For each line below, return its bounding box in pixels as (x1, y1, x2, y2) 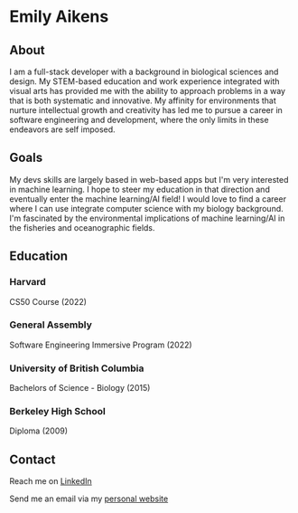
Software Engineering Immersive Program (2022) (9, 339, 192, 350)
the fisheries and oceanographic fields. (9, 222, 155, 233)
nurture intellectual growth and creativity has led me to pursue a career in (9, 105, 283, 115)
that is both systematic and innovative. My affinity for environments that (9, 95, 277, 106)
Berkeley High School (9, 405, 107, 418)
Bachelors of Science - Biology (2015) (9, 383, 151, 394)
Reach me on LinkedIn (9, 476, 92, 487)
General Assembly (9, 318, 92, 331)
